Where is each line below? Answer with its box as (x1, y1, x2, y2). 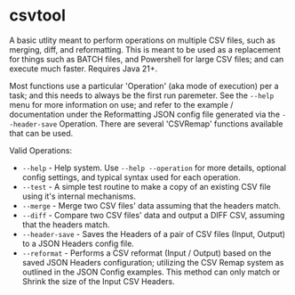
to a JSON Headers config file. (21, 238, 135, 249)
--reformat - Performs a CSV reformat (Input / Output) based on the (21, 247, 272, 258)
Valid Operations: (9, 144, 73, 156)
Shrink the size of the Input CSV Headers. (21, 275, 175, 286)
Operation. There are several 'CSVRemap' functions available (59, 118, 283, 129)
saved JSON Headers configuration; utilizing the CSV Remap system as (21, 257, 284, 267)
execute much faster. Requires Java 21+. (9, 63, 158, 74)
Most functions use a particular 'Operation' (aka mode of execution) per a (9, 80, 279, 91)
